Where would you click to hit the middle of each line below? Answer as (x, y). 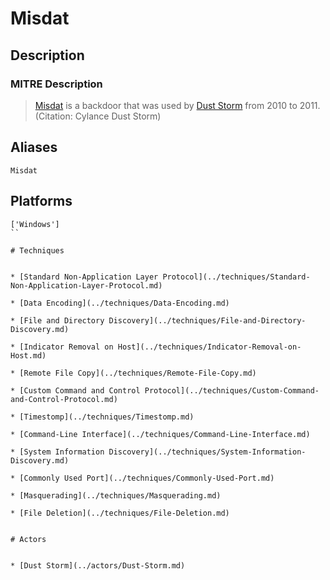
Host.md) (28, 355)
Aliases (34, 147)
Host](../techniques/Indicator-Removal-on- (209, 347)
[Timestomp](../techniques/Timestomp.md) (107, 417)
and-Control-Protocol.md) (64, 399)
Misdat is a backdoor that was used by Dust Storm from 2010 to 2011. (177, 105)
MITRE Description (56, 84)
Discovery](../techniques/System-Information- (207, 452)
